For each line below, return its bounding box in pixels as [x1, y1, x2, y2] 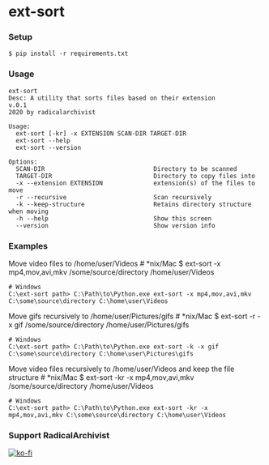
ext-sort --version [15, 143, 82, 151]
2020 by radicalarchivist [8, 108, 96, 116]
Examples [8, 240, 49, 251]
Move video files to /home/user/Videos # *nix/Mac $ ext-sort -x [8, 258, 221, 269]
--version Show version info [15, 221, 216, 229]
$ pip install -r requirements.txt [8, 49, 129, 58]
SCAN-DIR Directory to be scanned [15, 164, 237, 173]
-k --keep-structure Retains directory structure [15, 200, 252, 208]
